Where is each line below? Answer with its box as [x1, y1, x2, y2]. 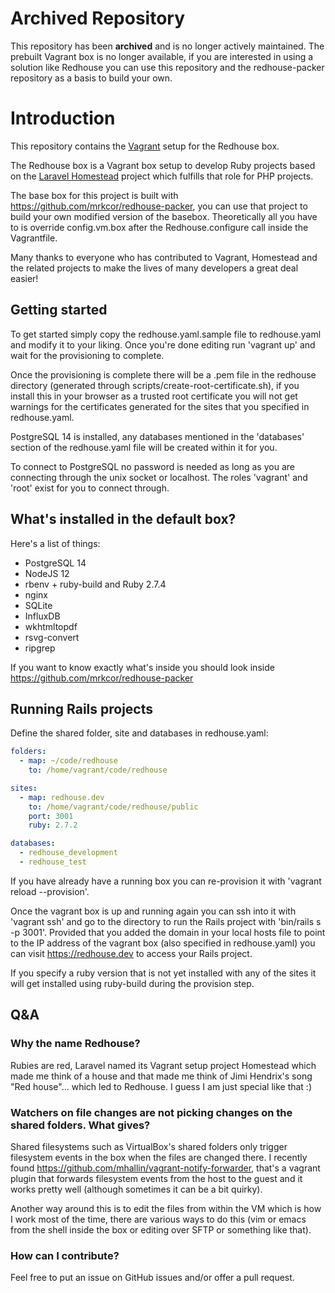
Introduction [10, 107, 116, 130]
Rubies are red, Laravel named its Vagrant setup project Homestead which [10, 1059, 317, 1071]
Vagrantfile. [10, 232, 58, 244]
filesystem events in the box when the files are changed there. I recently [10, 1151, 308, 1163]
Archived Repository [10, 7, 186, 30]
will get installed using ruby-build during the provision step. [10, 977, 255, 989]
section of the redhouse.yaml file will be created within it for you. [10, 441, 278, 453]
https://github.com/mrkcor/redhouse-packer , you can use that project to [10, 200, 308, 212]
